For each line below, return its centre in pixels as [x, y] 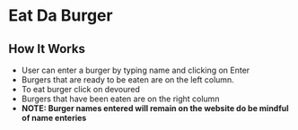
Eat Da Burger [61, 16]
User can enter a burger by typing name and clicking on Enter [136, 70]
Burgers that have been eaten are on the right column [120, 99]
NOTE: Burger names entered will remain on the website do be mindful [155, 108]
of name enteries [54, 118]
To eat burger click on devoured [81, 89]
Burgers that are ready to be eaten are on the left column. [127, 80]
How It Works [47, 49]
